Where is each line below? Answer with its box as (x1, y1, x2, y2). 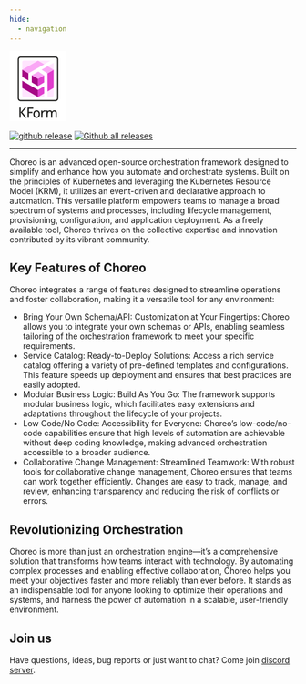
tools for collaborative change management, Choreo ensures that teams (22, 466, 293, 477)
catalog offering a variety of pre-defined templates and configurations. (22, 360, 289, 371)
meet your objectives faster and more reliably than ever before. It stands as (9, 575, 291, 587)
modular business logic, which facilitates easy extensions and (22, 399, 255, 410)
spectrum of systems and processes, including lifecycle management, (9, 205, 272, 216)
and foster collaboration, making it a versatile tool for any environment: (9, 294, 275, 305)
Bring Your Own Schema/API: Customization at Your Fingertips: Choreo (22, 311, 290, 322)
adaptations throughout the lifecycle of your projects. (22, 408, 223, 419)
